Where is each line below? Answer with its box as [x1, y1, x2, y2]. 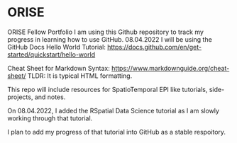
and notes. [34, 93, 66, 101]
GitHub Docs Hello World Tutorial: [7, 42, 106, 51]
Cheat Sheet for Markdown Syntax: [7, 64, 110, 72]
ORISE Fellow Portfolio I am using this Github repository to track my [7, 28, 204, 36]
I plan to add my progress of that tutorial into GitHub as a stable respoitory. [7, 127, 226, 136]
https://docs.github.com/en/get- [107, 42, 202, 51]
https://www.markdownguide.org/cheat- [111, 64, 230, 72]
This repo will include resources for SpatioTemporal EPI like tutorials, [7, 85, 208, 93]
